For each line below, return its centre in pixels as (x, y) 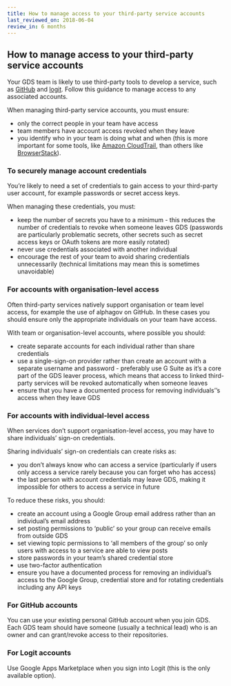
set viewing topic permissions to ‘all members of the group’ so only (112, 543)
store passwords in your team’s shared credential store (95, 558)
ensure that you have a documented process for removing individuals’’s (119, 390)
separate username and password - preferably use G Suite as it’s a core (119, 368)
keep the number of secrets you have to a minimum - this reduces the (116, 220)
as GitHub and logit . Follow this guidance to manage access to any (102, 89)
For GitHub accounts (42, 605)
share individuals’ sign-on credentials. (61, 438)
